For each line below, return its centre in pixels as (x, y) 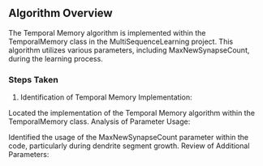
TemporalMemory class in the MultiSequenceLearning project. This (121, 41)
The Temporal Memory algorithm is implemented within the (107, 32)
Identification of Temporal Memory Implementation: (106, 97)
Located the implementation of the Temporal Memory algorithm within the (132, 113)
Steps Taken (33, 79)
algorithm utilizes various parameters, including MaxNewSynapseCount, (129, 50)
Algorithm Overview (60, 13)
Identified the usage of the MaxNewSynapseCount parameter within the (129, 138)
